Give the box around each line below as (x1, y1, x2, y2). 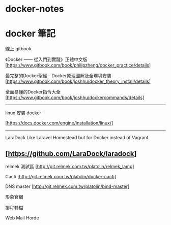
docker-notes (5, 3, 65, 15)
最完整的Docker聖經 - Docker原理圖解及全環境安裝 (5, 73, 111, 79)
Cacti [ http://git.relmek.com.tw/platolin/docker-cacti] (5, 173, 117, 179)
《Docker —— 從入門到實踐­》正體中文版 (5, 56, 88, 62)
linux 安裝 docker (5, 110, 42, 116)
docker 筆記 (5, 28, 56, 40)
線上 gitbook (5, 46, 32, 52)
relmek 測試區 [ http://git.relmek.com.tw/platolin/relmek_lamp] (5, 163, 134, 169)
